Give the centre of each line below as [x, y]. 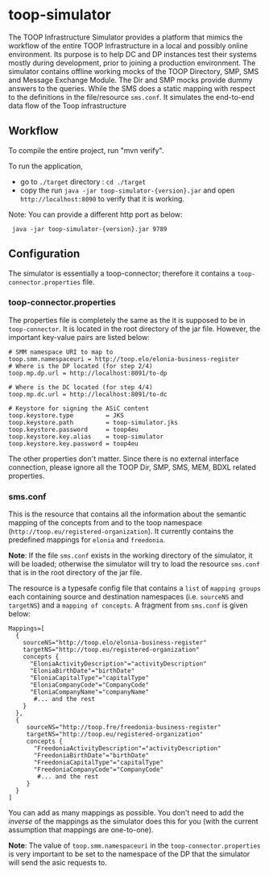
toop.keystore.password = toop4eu [73, 429]
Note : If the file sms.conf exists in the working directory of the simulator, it [130, 556]
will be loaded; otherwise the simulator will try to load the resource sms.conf [134, 564]
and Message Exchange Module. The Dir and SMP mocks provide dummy [130, 80]
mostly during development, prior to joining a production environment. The [132, 63]
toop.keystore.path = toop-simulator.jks [93, 422]
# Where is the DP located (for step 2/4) [81, 366]
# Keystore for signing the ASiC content [79, 408]
